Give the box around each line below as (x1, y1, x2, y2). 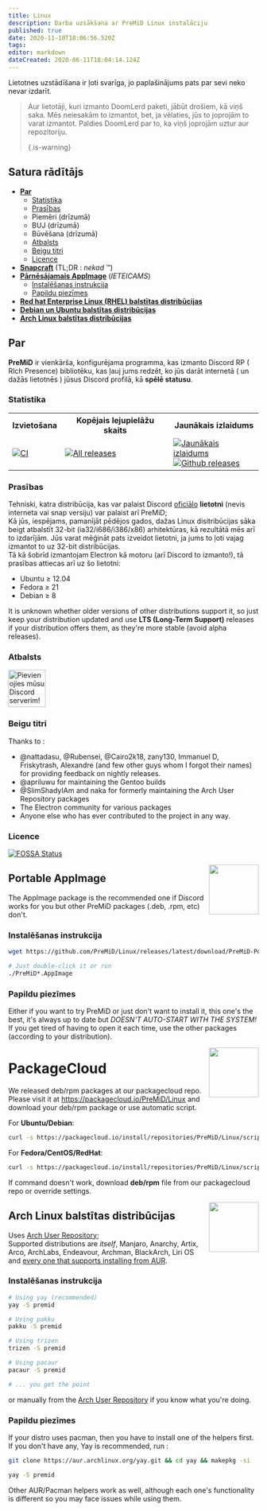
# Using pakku (8, 1315, 56, 1323)
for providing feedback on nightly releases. (19, 768, 161, 778)
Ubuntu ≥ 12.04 (19, 574, 72, 584)
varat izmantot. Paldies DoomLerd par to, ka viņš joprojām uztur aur (27, 118, 250, 128)
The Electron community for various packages (19, 802, 172, 812)
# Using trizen (8, 1337, 59, 1345)
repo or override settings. (8, 1186, 91, 1195)
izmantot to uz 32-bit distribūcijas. (8, 542, 121, 551)
